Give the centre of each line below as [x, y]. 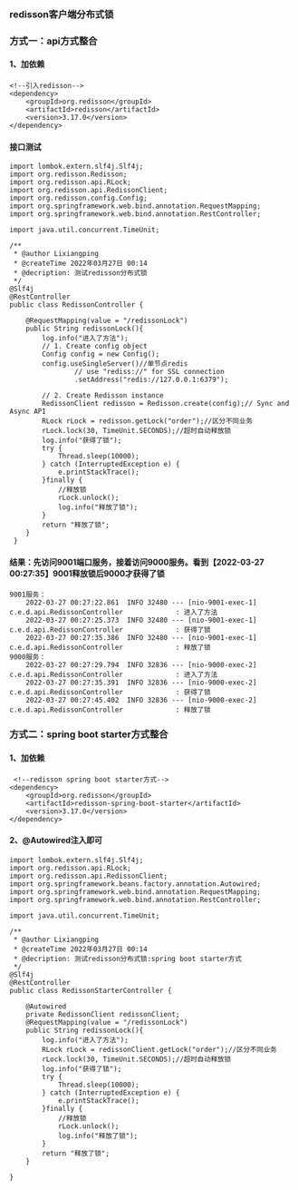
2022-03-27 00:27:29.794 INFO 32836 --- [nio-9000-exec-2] [141, 665]
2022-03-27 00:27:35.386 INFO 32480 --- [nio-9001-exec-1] [141, 638]
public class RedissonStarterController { [91, 990]
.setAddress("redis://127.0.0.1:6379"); [151, 380]
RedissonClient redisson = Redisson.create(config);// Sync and [166, 404]
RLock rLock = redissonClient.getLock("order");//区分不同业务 [160, 1049]
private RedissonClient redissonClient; [103, 1014]
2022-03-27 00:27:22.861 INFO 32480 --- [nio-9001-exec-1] [141, 603]
